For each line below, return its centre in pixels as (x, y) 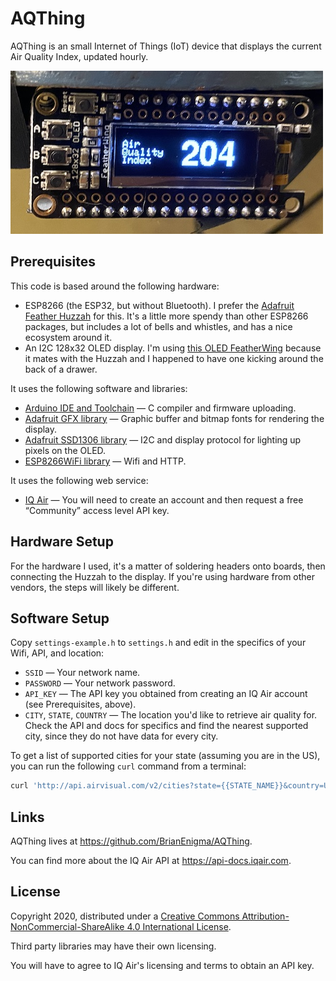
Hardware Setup (62, 542)
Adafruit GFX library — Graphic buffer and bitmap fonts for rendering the (174, 418)
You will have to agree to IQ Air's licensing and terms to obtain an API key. (162, 965)
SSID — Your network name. (82, 673)
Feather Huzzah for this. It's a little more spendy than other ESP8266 (166, 316)
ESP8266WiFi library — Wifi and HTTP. (105, 461)
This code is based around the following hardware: (115, 286)
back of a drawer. (61, 369)
